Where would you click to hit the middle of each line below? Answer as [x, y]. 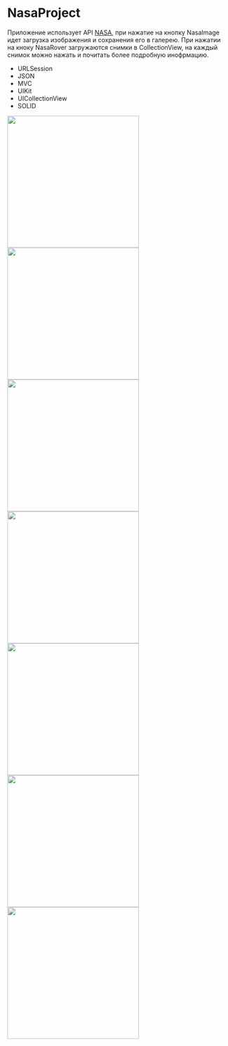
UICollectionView [42, 98]
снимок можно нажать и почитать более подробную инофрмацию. [108, 55]
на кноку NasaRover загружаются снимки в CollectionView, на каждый [113, 47]
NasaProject [44, 13]
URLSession [35, 68]
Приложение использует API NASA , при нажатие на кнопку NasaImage [113, 32]
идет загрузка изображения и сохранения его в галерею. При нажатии [114, 39]
